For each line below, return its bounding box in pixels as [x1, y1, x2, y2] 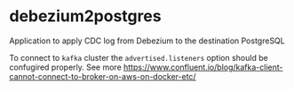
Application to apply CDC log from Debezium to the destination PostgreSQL [9, 35, 286, 46]
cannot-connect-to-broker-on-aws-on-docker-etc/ [9, 71, 197, 81]
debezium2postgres [9, 6, 162, 26]
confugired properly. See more [9, 62, 122, 72]
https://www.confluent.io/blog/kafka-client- [123, 62, 283, 72]
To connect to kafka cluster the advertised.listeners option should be [9, 52, 268, 63]
